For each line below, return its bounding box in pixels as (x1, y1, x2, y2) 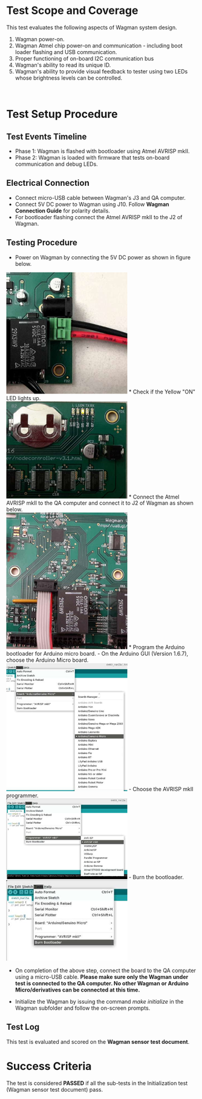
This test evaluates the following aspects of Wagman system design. (6, 24, 177, 31)
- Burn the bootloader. (128, 873, 184, 880)
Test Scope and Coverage (6, 4, 138, 18)
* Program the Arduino (128, 644, 185, 651)
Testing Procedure (6, 237, 77, 248)
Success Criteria (6, 1060, 92, 1073)
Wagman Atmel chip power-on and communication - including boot (15, 42, 183, 49)
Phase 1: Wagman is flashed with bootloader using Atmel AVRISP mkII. (15, 147, 190, 155)
